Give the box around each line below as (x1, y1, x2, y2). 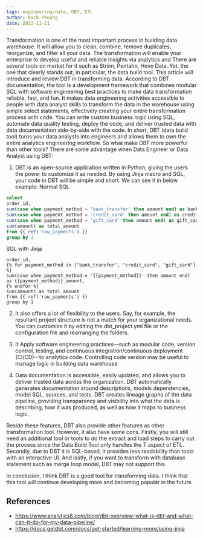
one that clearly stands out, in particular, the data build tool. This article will (6, 69, 193, 76)
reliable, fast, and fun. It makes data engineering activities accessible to (6, 94, 185, 102)
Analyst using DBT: (6, 152, 53, 160)
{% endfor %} (6, 284, 39, 290)
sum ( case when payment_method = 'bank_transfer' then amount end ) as (6, 206, 185, 212)
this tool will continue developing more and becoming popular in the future (6, 479, 192, 486)
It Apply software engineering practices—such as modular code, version (14, 341, 196, 348)
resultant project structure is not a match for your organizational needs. (14, 316, 193, 323)
